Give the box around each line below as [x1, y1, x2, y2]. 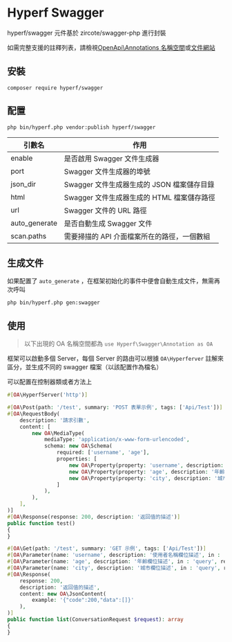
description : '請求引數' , [19, 417, 90, 424]
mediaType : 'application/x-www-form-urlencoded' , [43, 436, 190, 443]
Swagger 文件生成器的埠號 [64, 166, 151, 176]
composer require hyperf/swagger [7, 84, 104, 91]
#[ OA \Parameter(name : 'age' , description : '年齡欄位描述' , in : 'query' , [7, 558, 217, 565]
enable [10, 153, 33, 163]
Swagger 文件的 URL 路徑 [64, 206, 147, 215]
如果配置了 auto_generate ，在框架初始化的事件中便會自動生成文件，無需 [7, 277, 214, 285]
